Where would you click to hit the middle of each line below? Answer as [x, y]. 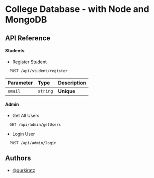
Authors [18, 158]
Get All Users [26, 115]
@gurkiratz [24, 170]
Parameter [20, 83]
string [45, 91]
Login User [24, 134]
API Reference [28, 38]
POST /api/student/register [39, 71]
